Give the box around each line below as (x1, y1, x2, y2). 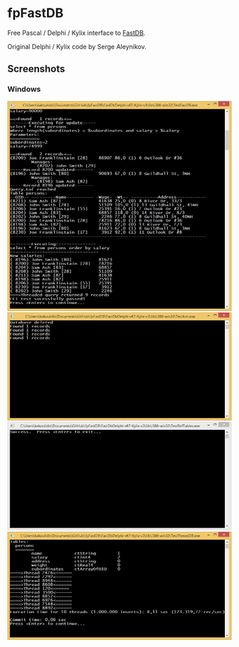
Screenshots (7, 63, 65, 75)
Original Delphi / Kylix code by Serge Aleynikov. (7, 42, 147, 51)
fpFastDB (7, 5, 64, 21)
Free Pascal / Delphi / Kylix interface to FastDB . (7, 28, 146, 37)
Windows (7, 84, 41, 94)
